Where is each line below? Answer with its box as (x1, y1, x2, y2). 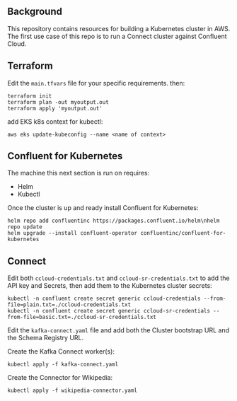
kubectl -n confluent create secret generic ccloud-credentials (7, 295, 201, 303)
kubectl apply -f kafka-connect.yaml (7, 361, 119, 368)
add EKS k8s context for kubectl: (7, 117, 103, 126)
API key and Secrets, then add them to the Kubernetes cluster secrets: (7, 281, 212, 290)
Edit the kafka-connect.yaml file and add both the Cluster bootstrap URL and (7, 326, 230, 335)
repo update (7, 223, 42, 231)
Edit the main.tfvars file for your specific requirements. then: (7, 79, 185, 87)
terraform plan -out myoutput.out (7, 98, 110, 105)
